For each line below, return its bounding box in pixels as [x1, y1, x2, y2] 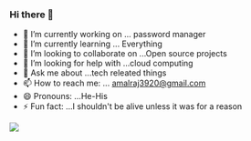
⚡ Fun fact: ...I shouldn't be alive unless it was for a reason [22, 101, 243, 112]
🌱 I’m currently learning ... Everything [22, 38, 162, 49]
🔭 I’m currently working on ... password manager [22, 29, 206, 40]
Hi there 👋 [9, 8, 55, 21]
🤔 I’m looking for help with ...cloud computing [22, 58, 193, 69]
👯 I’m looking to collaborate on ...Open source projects [22, 48, 228, 59]
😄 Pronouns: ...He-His [22, 91, 108, 102]
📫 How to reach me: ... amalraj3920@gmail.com [22, 77, 206, 89]
